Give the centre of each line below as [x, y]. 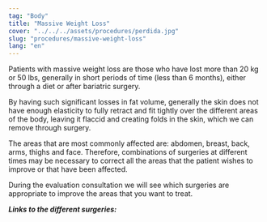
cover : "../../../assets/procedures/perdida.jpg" [94, 31]
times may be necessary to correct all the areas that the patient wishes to [131, 161]
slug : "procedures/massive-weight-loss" [78, 38]
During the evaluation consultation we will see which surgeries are [119, 185]
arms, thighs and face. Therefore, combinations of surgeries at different [128, 152]
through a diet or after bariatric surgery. [74, 87]
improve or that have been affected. [68, 169]
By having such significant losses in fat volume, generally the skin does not [133, 102]
